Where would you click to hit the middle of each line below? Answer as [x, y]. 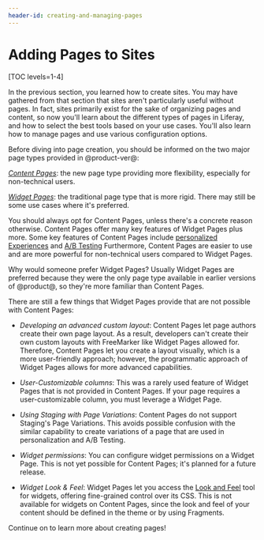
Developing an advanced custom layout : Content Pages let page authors [138, 325]
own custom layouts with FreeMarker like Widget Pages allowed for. [130, 342]
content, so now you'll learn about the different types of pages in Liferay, [126, 117]
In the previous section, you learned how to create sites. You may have [123, 92]
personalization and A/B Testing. [73, 440]
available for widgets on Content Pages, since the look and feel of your [134, 504]
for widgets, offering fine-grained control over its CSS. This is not [126, 496]
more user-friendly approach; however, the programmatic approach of [134, 359]
